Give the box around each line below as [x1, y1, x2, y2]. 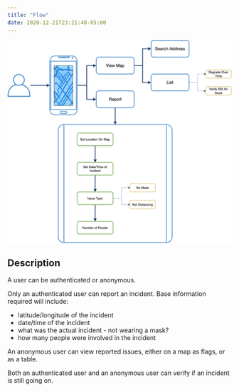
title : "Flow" [7, 11, 50, 18]
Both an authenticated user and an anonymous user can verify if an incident [7, 369, 230, 377]
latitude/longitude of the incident [17, 311, 114, 319]
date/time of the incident [17, 319, 90, 327]
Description [7, 257, 60, 269]
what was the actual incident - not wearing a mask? [17, 326, 169, 334]
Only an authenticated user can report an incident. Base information [7, 290, 206, 298]
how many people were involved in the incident [17, 334, 156, 342]
